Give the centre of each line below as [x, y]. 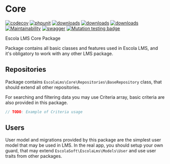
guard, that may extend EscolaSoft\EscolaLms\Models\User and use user [81, 151]
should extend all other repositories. [43, 87]
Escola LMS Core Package [33, 38]
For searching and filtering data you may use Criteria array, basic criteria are [85, 97]
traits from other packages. [34, 156]
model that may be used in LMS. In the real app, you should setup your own [84, 145]
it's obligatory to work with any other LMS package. [59, 53]
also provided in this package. [37, 102]
